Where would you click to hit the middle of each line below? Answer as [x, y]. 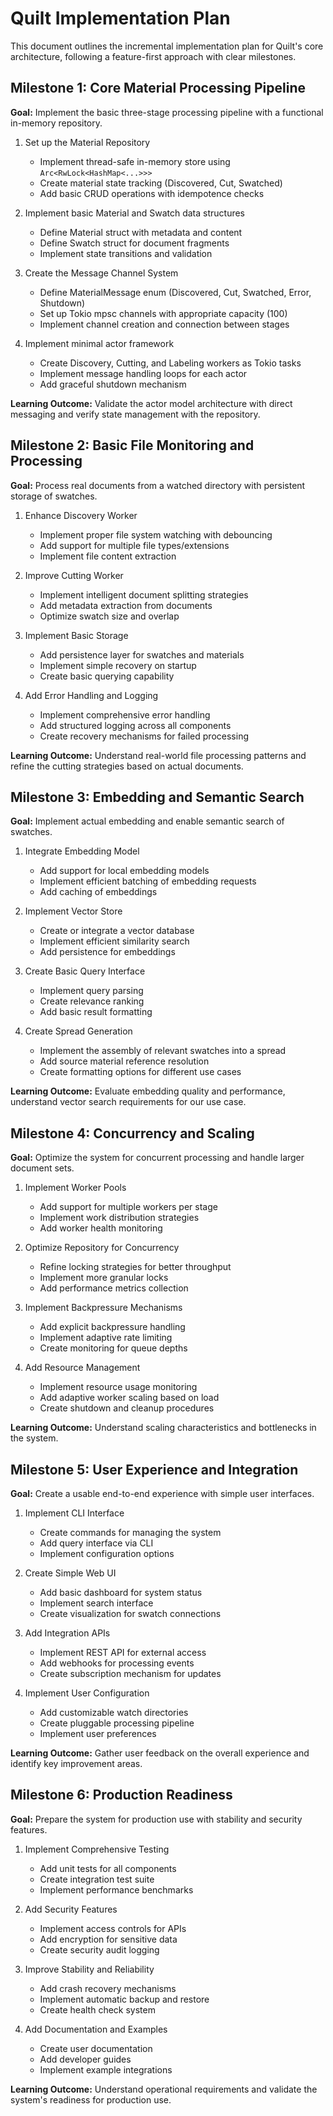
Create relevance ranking [92, 1001]
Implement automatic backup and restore [124, 1999]
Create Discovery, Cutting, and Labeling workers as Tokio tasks [170, 363]
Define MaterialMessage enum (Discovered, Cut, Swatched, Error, [175, 292]
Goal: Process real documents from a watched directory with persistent [158, 485]
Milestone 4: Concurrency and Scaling [132, 1133]
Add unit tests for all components [108, 1868]
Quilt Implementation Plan [120, 18]
